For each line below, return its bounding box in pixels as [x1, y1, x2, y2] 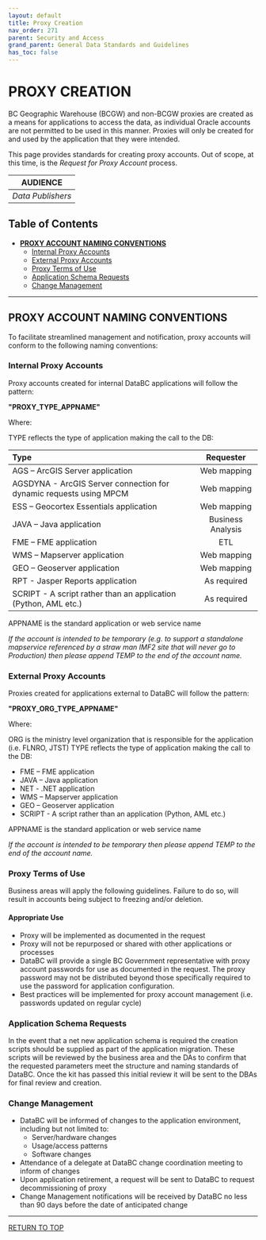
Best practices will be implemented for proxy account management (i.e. [19, 989, 253, 999]
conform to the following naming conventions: [8, 341, 158, 350]
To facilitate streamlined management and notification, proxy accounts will [8, 332, 251, 341]
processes [19, 947, 55, 957]
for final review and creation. [8, 1077, 102, 1088]
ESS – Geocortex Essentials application [12, 501, 158, 512]
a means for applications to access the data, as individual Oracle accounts [8, 117, 251, 127]
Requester [205, 452, 246, 463]
